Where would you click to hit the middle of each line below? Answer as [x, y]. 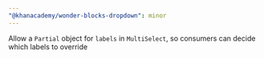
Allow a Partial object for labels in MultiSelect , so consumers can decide [132, 38]
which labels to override [48, 46]
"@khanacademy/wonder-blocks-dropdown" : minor [87, 15]
